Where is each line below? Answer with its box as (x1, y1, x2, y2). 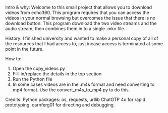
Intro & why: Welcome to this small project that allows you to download (5, 5, 152, 10)
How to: (5, 56, 22, 62)
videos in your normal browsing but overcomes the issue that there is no (5, 15, 155, 21)
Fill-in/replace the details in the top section (12, 71, 102, 77)
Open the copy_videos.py (12, 65, 66, 71)
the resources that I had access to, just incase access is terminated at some (5, 41, 163, 47)
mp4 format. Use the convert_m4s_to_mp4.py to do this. (12, 87, 130, 92)
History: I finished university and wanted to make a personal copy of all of (5, 35, 158, 41)
